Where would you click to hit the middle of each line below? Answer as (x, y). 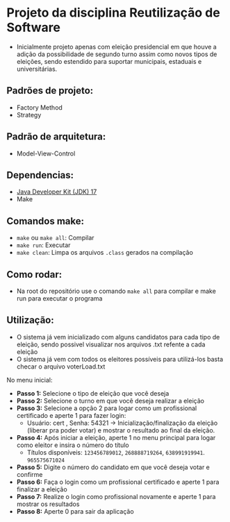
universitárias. (37, 69)
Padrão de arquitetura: (56, 137)
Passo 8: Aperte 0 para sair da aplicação (75, 511)
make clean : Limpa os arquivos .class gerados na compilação (105, 253)
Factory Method (40, 107)
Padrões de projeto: (50, 91)
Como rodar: (34, 275)
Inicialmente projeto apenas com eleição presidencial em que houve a (116, 47)
